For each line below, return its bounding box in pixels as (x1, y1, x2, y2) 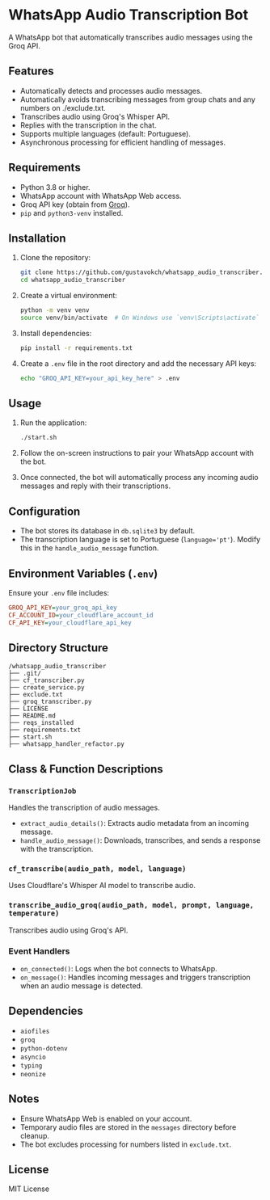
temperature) (8, 909, 60, 918)
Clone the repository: (19, 253, 91, 263)
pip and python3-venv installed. (19, 208, 124, 217)
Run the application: (19, 418, 87, 427)
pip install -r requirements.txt (19, 343, 133, 352)
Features (8, 65, 54, 78)
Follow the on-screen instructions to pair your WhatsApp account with (19, 448, 255, 458)
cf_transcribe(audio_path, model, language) (8, 864, 187, 874)
